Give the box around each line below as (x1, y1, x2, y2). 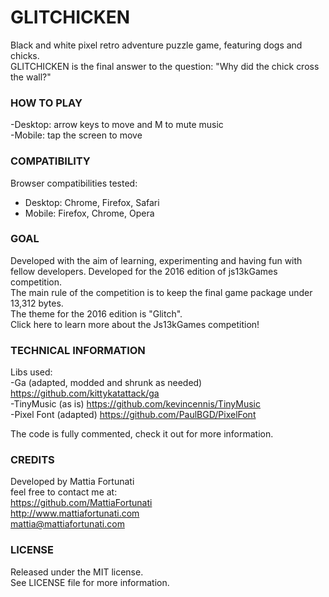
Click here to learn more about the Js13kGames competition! (10, 318, 260, 330)
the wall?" (10, 71, 52, 83)
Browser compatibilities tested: (10, 177, 138, 189)
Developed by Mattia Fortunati (10, 476, 135, 488)
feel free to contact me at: (10, 486, 118, 498)
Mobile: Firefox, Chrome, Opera (24, 207, 155, 219)
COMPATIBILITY (10, 154, 91, 168)
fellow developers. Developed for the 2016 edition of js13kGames (10, 265, 278, 277)
